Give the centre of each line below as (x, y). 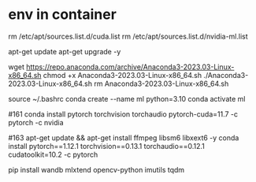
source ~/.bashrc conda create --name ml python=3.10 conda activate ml (127, 98)
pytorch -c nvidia (36, 122)
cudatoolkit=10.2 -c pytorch (53, 154)
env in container (62, 15)
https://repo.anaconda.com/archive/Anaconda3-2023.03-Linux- (130, 67)
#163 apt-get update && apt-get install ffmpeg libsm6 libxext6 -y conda (124, 137)
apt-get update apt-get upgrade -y (65, 51)
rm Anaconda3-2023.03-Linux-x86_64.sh (161, 84)
